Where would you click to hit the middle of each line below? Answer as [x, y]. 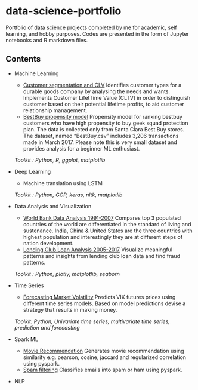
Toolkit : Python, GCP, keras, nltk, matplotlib [68, 195]
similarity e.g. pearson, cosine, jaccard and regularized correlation [104, 357]
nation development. [48, 243]
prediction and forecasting [47, 327]
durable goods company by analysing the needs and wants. [97, 91]
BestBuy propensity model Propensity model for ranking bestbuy [103, 116]
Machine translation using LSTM [63, 183]
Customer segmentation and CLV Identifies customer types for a [102, 85]
